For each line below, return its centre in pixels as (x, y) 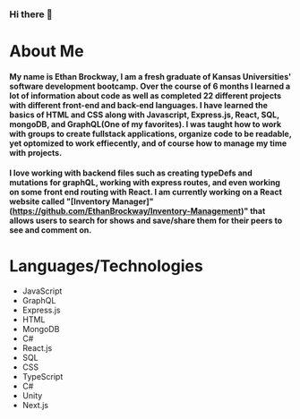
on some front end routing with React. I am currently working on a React (146, 192)
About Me (47, 51)
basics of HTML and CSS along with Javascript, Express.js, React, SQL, (144, 115)
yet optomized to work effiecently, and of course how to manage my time (148, 143)
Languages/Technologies (106, 266)
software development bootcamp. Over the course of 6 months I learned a (150, 86)
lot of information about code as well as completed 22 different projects (146, 95)
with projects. (36, 152)
